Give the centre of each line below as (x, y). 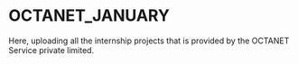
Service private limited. (51, 50)
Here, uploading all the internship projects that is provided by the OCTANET (149, 41)
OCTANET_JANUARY (89, 16)
